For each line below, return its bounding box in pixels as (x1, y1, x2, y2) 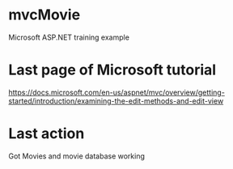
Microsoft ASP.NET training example (8, 32, 129, 42)
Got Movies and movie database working (8, 151, 146, 161)
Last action (8, 125, 85, 143)
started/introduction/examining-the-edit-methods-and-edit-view (8, 95, 224, 106)
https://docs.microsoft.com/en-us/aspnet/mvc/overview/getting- (8, 87, 225, 97)
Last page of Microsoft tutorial (8, 61, 217, 79)
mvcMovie (8, 6, 81, 24)
